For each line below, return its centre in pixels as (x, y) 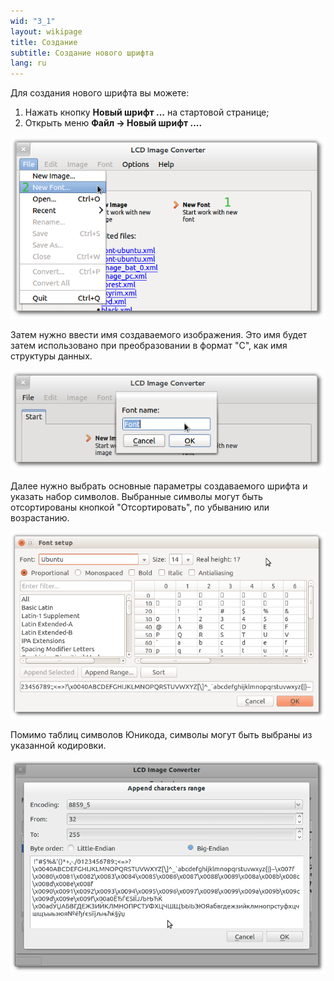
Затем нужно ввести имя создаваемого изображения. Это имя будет (159, 334)
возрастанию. (40, 517)
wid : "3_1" (33, 21)
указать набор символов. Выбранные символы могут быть (136, 496)
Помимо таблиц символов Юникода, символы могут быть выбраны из (161, 734)
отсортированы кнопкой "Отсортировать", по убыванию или (140, 507)
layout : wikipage (46, 31)
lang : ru (28, 63)
